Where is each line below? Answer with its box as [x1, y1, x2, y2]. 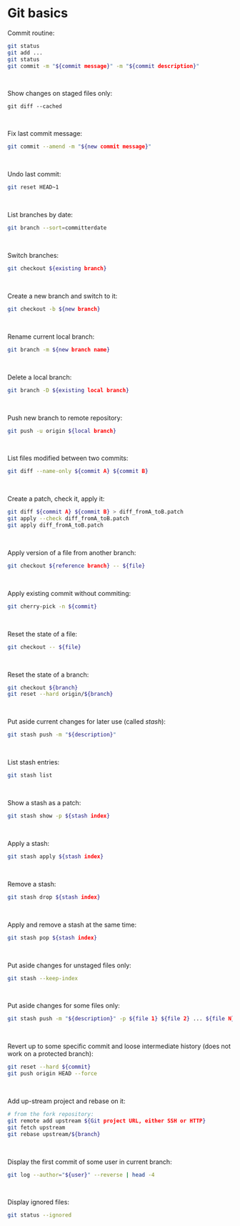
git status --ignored [7, 1212, 72, 1219]
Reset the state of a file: [7, 629, 77, 638]
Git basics [7, 5, 69, 21]
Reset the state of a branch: [7, 670, 89, 679]
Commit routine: [7, 29, 55, 37]
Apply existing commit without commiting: [7, 589, 131, 597]
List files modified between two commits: [7, 454, 129, 462]
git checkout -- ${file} [7, 643, 81, 651]
